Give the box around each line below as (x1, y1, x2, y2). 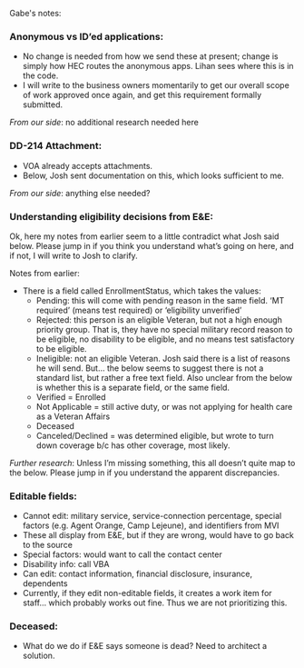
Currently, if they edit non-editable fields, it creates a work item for (22, 588, 272, 599)
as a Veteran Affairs (35, 411, 111, 422)
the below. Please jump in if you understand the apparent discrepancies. (9, 467, 279, 478)
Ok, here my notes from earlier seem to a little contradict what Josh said (9, 231, 279, 242)
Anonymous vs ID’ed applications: (9, 30, 164, 43)
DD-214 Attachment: (9, 140, 103, 153)
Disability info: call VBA (22, 559, 110, 570)
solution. (22, 650, 55, 662)
